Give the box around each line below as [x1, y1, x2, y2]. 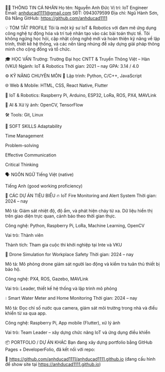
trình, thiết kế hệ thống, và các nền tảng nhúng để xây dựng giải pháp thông [5, 41, 160, 47]
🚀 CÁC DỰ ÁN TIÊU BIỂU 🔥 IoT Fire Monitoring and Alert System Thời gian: [5, 193, 157, 198]
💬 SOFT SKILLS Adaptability [5, 123, 62, 129]
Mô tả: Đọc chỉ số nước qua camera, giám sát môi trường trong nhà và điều [5, 305, 158, 311]
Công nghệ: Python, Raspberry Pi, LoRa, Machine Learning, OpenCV [5, 223, 145, 228]
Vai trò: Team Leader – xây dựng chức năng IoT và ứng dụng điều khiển [5, 329, 151, 335]
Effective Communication [5, 152, 57, 158]
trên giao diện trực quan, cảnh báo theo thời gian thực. [5, 213, 116, 219]
